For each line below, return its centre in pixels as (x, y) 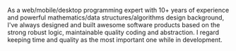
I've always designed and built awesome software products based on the (114, 25)
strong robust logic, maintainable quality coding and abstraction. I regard (113, 32)
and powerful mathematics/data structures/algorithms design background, (116, 17)
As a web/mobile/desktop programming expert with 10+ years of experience (118, 10)
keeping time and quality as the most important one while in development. (115, 40)
